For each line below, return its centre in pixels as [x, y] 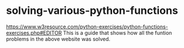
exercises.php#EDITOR [34, 32]
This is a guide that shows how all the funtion [117, 32]
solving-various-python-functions [92, 11]
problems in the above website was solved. [58, 39]
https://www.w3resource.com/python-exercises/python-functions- [87, 27]
